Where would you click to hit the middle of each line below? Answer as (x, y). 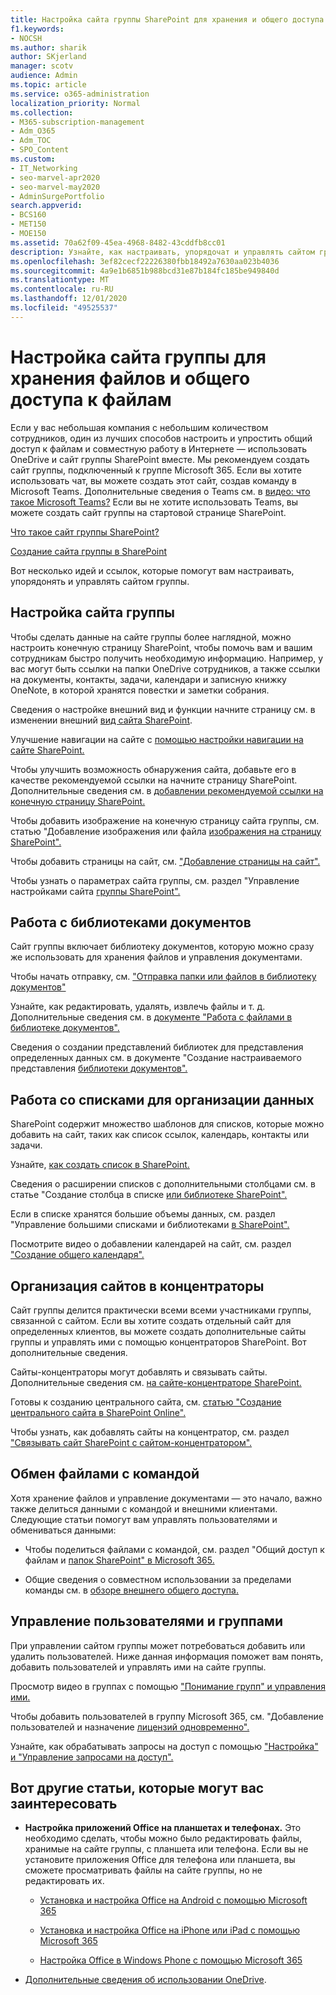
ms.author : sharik (48, 47)
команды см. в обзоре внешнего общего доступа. (131, 1590)
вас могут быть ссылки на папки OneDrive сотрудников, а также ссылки (165, 668)
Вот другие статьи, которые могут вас (137, 1787)
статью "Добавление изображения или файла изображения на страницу (166, 831)
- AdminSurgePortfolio (57, 196)
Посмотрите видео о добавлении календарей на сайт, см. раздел (151, 1244)
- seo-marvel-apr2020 (55, 177)
